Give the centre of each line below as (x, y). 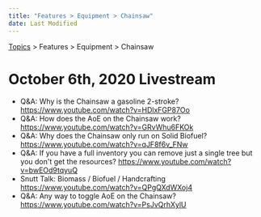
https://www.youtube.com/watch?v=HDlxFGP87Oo (105, 110)
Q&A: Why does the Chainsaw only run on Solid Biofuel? (114, 136)
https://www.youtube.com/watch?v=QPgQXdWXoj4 (106, 188)
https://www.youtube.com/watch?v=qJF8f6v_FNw (104, 145)
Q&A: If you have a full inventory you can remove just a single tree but (136, 153)
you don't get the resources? (68, 162)
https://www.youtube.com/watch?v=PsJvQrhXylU (103, 205)
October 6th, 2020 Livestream (112, 79)
